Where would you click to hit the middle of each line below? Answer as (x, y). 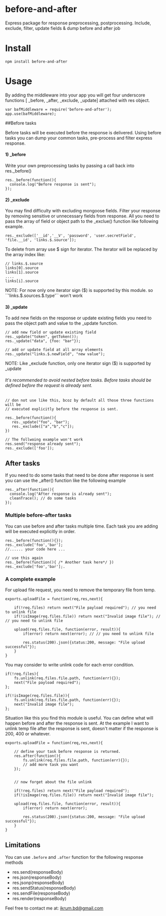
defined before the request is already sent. (49, 385)
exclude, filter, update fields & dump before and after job (63, 28)
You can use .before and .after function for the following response (74, 857)
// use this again (24, 558)
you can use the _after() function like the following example (66, 480)
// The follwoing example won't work (44, 439)
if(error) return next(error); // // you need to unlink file (88, 634)
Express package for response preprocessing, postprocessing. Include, (78, 23)
